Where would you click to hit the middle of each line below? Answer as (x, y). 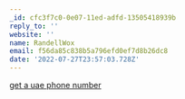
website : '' (32, 34)
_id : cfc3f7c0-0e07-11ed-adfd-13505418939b (93, 18)
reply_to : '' (34, 26)
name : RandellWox (42, 43)
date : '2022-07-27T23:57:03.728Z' (75, 59)
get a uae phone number (55, 85)
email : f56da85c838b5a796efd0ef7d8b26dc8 (89, 51)
